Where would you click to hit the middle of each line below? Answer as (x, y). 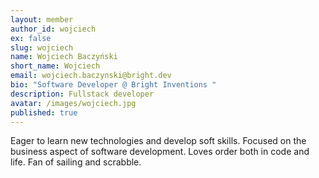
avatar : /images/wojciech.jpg (73, 103)
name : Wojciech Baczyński (64, 57)
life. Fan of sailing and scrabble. (76, 162)
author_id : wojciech (53, 29)
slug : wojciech (42, 47)
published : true (44, 112)
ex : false (31, 38)
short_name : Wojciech (55, 66)
